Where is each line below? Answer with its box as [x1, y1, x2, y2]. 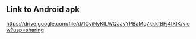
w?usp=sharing [6, 26, 45, 33]
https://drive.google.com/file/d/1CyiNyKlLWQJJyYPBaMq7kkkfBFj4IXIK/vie [6, 20, 190, 27]
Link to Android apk [6, 5, 80, 15]
